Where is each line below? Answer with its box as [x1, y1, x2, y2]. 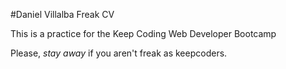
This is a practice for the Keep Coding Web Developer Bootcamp [10, 28, 277, 39]
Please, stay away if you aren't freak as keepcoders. [10, 47, 228, 59]
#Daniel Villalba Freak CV [10, 9, 115, 20]
